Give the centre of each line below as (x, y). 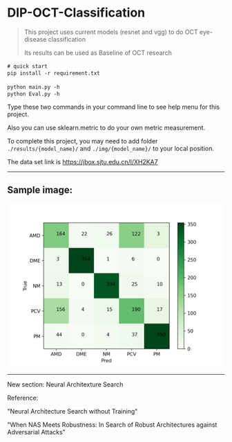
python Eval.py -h (33, 94)
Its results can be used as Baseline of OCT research (98, 53)
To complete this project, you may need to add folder (83, 141)
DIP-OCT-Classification (76, 13)
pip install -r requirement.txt (54, 73)
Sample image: (40, 190)
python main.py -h (33, 87)
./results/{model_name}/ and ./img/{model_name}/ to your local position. (110, 148)
